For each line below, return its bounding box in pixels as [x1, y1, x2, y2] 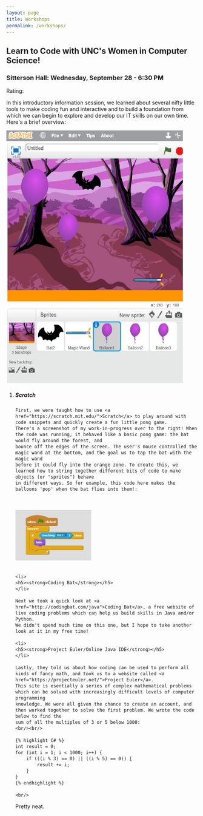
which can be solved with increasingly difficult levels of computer [15, 689, 195, 695]
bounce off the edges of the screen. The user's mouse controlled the [15, 443, 198, 450]
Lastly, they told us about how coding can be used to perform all [15, 665, 189, 671]
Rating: [6, 87, 24, 95]
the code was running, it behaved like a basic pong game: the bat [15, 431, 189, 438]
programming [15, 695, 45, 701]
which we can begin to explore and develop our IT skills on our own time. [6, 112, 189, 120]
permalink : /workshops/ [6, 22, 67, 29]
